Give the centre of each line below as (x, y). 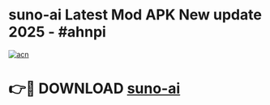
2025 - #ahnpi (58, 32)
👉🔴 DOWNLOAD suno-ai (94, 88)
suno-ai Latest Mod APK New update (135, 15)
